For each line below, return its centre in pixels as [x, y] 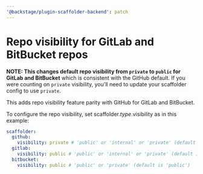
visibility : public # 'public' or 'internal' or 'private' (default [105, 154]
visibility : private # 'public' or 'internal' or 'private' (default [107, 143]
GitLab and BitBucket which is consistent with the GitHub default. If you [96, 78]
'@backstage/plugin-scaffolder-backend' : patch [67, 12]
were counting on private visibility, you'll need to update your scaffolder [96, 84]
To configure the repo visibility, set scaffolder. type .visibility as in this [92, 114]
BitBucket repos [47, 54]
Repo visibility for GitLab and [80, 41]
